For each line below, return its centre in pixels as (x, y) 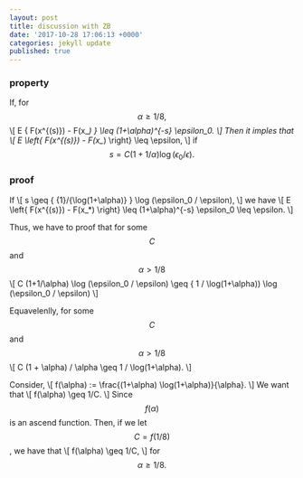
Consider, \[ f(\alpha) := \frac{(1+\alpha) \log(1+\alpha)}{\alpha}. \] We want (149, 384)
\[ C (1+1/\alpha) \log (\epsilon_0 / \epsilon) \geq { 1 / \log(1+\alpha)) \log (143, 283)
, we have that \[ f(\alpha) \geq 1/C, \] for (85, 450)
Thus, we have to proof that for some (79, 227)
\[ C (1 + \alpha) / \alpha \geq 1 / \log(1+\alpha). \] (101, 367)
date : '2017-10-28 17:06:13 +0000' (76, 34)
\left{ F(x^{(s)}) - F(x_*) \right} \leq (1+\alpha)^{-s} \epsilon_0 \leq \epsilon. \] (151, 210)
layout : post (34, 18)
